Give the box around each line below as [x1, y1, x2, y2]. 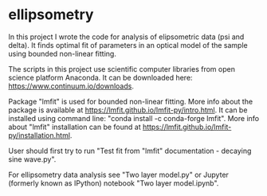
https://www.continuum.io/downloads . [8, 81, 134, 91]
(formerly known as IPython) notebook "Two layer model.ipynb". [8, 178, 219, 188]
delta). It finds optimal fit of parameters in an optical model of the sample [8, 40, 249, 49]
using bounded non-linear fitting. [8, 49, 117, 58]
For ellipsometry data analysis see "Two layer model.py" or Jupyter [8, 170, 230, 179]
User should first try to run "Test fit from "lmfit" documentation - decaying [8, 146, 252, 155]
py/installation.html [8, 130, 70, 140]
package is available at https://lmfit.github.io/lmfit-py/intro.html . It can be [8, 105, 248, 115]
